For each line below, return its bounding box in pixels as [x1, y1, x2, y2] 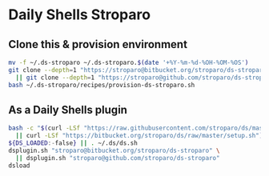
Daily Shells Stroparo [8, 6, 151, 24]
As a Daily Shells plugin [8, 102, 128, 117]
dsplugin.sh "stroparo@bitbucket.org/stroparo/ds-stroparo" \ [8, 146, 220, 154]
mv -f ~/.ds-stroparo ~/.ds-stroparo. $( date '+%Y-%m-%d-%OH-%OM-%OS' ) [8, 58, 249, 66]
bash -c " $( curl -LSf [8, 124, 81, 133]
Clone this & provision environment [8, 38, 188, 51]
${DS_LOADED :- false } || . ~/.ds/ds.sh [8, 139, 138, 147]
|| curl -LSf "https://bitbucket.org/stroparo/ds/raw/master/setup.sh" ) [15, 132, 263, 140]
